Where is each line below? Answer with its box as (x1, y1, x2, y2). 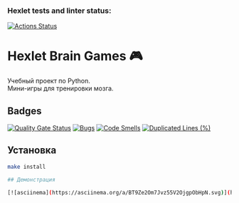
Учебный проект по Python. (7, 77, 90, 85)
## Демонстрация (7, 176, 55, 183)
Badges (7, 105, 42, 117)
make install (7, 163, 46, 170)
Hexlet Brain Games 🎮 (7, 48, 144, 64)
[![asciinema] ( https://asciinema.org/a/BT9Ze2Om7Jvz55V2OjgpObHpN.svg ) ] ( (7, 189, 231, 196)
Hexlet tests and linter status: (7, 6, 112, 16)
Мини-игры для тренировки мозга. (7, 84, 114, 93)
